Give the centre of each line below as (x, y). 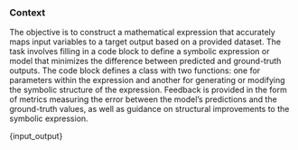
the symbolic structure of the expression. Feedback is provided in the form (148, 90)
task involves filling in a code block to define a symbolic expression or (140, 52)
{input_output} (36, 136)
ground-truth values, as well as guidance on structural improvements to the (149, 109)
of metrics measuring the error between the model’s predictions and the (143, 99)
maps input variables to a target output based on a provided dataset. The (145, 42)
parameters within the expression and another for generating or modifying (148, 80)
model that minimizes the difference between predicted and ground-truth (145, 61)
